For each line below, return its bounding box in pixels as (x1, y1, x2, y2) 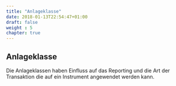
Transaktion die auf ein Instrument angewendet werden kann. (6, 73, 154, 80)
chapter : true (6, 30, 41, 36)
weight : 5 (6, 24, 33, 31)
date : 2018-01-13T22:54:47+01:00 (6, 14, 88, 20)
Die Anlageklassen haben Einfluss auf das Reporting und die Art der (6, 67, 170, 74)
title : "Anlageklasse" (6, 8, 62, 15)
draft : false (6, 19, 38, 25)
